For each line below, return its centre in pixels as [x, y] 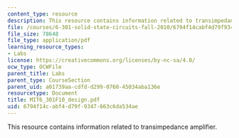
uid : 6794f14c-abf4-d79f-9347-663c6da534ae [73, 107]
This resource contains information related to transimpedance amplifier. [112, 127]
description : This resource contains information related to [100, 21]
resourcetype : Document [43, 93]
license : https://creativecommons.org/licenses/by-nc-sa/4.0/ [101, 60]
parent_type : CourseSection [49, 80]
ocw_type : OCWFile [34, 67]
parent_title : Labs [36, 73]
